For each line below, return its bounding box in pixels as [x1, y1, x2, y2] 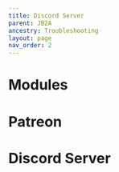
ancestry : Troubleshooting [8, 26, 99, 34]
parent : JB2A [8, 19, 52, 27]
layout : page [8, 34, 52, 42]
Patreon [8, 113, 63, 130]
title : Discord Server [8, 11, 84, 20]
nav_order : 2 [8, 42, 52, 50]
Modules [8, 76, 68, 94]
